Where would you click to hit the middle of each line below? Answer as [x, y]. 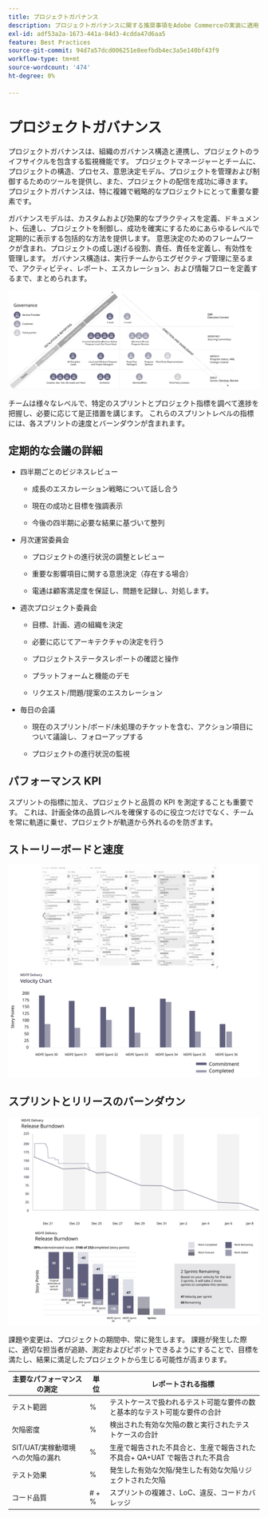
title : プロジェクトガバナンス [53, 17]
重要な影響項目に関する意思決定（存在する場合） [112, 573]
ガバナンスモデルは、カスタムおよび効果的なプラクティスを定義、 [116, 218]
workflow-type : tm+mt [44, 59]
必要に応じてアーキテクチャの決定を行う [98, 641]
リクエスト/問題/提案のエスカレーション [97, 693]
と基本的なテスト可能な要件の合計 [166, 1412]
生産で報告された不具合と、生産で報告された [183, 1447]
